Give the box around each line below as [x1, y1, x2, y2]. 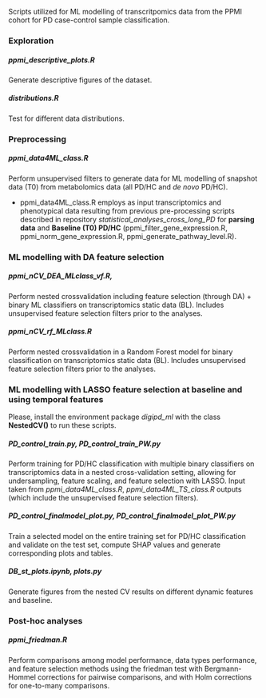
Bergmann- [204, 664, 242, 673]
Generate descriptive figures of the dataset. [8, 75, 153, 85]
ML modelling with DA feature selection [8, 251, 165, 262]
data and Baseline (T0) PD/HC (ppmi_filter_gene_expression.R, [19, 223, 228, 233]
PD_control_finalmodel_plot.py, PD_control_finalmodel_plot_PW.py [8, 511, 236, 521]
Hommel [8, 672, 36, 682]
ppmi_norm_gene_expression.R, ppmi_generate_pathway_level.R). [19, 231, 237, 241]
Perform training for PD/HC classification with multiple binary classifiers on [8, 459, 255, 469]
